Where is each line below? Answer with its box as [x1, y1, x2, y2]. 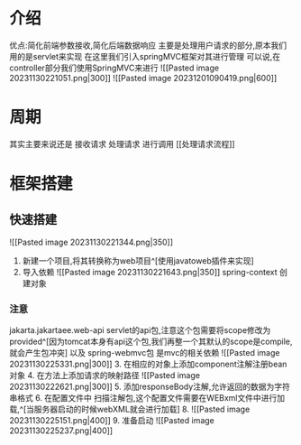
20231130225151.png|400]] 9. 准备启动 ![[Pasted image [9, 415, 214, 426]
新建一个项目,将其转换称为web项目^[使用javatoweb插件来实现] [22, 255, 254, 266]
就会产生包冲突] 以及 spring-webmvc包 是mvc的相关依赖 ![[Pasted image [9, 348, 280, 358]
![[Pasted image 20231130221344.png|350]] [9, 236, 174, 247]
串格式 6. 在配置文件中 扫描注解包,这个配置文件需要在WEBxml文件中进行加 [9, 393, 286, 403]
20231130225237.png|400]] [9, 425, 114, 436]
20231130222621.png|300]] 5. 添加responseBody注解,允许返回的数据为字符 [9, 381, 290, 393]
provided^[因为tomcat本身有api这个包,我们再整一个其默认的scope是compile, [9, 336, 293, 348]
